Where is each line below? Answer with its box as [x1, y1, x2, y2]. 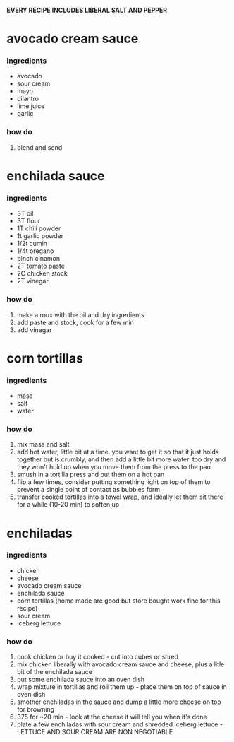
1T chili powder [16, 224, 61, 232]
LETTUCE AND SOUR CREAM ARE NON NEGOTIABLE [16, 728, 173, 736]
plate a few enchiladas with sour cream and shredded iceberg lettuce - [16, 720, 223, 729]
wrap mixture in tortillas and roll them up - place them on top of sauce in [16, 683, 227, 691]
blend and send [16, 143, 63, 151]
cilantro [16, 95, 39, 103]
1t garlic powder [16, 232, 64, 240]
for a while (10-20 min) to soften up [16, 500, 120, 509]
